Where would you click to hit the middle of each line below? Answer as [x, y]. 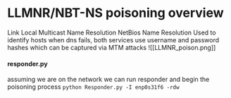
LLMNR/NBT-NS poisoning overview [115, 13]
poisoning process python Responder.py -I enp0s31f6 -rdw [93, 87]
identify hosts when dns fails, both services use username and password [113, 39]
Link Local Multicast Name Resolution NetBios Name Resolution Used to [112, 32]
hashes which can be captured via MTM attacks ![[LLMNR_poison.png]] [112, 47]
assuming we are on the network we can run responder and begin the [108, 80]
